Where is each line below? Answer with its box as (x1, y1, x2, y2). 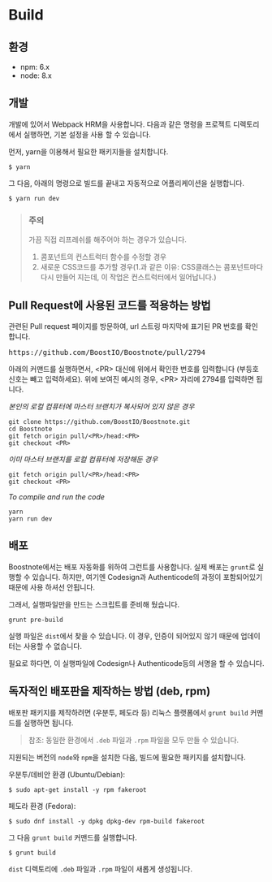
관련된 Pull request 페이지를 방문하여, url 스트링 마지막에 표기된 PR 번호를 (8, 321, 244, 331)
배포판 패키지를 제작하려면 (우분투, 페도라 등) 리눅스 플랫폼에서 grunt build (8, 707, 249, 717)
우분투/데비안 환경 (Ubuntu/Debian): (8, 769, 126, 779)
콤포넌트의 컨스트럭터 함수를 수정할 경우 (40, 252, 167, 262)
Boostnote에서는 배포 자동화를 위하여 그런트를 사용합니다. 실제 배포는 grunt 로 (8, 562, 256, 572)
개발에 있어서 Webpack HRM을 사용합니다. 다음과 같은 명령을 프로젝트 (8, 119, 231, 129)
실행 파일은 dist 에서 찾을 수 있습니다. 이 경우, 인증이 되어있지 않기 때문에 (8, 631, 240, 641)
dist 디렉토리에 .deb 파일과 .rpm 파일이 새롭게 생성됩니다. (8, 863, 193, 874)
